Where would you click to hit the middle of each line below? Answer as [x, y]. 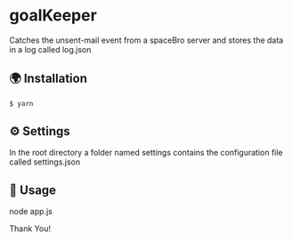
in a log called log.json [50, 49]
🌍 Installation [48, 79]
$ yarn [21, 103]
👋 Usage [32, 190]
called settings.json [45, 162]
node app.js [31, 212]
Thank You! [30, 229]
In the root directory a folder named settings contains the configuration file [146, 153]
